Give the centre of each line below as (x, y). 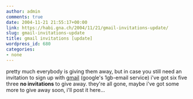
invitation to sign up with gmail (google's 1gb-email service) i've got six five (96, 77)
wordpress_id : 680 (28, 44)
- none (14, 55)
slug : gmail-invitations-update (45, 33)
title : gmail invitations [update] (49, 38)
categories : (20, 49)
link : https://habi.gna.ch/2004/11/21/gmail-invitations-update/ (87, 28)
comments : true (25, 17)
